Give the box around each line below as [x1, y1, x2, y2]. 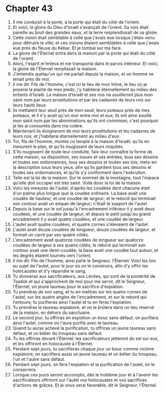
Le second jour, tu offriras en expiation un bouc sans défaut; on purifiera [12, 314, 159, 320]
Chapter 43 [5, 3, 53, 14]
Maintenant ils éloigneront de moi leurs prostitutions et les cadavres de [12, 128, 156, 134]
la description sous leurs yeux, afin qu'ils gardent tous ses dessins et [12, 164, 152, 170]
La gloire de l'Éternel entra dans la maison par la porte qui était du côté [12, 50, 156, 56]
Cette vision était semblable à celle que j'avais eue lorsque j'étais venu [12, 35, 155, 41]
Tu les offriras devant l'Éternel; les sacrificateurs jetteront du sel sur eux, [12, 335, 159, 341]
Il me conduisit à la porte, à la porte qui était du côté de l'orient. [12, 19, 141, 25]
